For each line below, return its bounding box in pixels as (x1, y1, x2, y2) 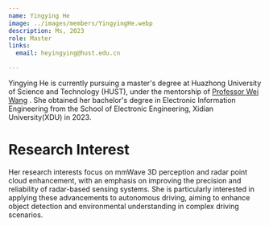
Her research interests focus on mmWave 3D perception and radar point (8, 166, 248, 177)
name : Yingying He (8, 11, 70, 20)
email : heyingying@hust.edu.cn (15, 49, 121, 57)
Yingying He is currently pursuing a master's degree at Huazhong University (8, 78, 262, 88)
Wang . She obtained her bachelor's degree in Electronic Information (8, 96, 236, 105)
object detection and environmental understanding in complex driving (8, 201, 239, 211)
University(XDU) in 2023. (8, 113, 92, 121)
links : (8, 42, 31, 50)
